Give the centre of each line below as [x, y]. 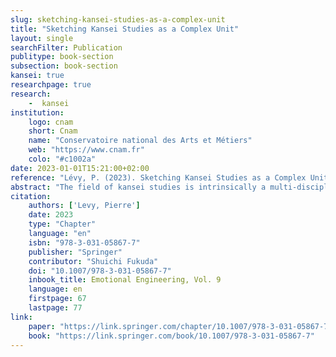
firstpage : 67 [57, 299]
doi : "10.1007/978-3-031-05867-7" [100, 271]
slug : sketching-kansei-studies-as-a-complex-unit [118, 19]
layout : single [42, 38]
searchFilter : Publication [66, 47]
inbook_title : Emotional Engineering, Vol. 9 [125, 280]
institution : [37, 112]
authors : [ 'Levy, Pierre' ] [84, 206]
